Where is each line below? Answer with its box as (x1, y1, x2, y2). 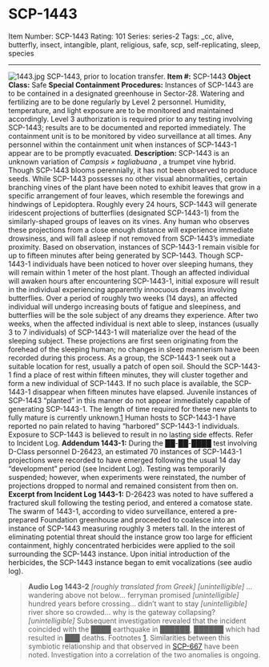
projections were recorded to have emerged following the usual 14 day (8, 455, 241, 465)
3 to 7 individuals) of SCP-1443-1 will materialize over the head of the (8, 327, 237, 337)
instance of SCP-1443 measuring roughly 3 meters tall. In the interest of (8, 523, 246, 533)
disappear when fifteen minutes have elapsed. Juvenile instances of (32, 387, 258, 397)
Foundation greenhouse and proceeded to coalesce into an (40, 514, 236, 524)
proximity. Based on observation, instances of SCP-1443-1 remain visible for (8, 242, 260, 251)
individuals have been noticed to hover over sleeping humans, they (32, 258, 254, 269)
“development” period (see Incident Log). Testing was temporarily (8, 463, 226, 474)
